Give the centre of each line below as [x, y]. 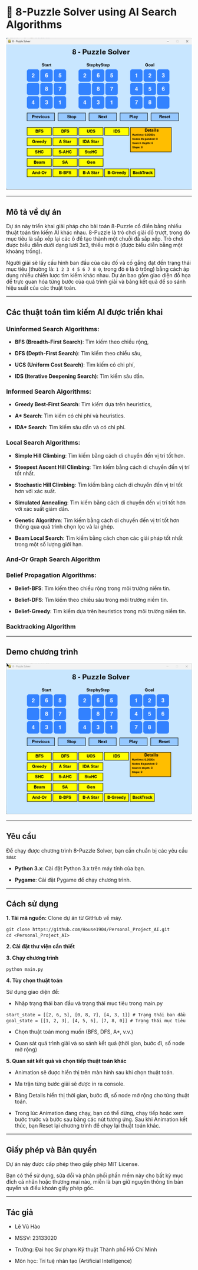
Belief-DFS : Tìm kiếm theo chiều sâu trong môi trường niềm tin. [91, 600]
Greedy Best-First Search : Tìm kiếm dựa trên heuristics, [83, 404]
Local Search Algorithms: [43, 443]
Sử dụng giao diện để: [33, 992]
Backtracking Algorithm [41, 626]
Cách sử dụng [32, 904]
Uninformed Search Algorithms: [53, 329]
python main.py [25, 970]
